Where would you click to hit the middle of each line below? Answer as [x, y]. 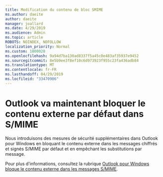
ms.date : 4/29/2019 [25, 28]
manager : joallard [24, 24]
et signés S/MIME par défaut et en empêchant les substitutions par [74, 149]
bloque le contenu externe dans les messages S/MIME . [62, 169]
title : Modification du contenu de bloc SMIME [54, 10]
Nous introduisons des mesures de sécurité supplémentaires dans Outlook [81, 138]
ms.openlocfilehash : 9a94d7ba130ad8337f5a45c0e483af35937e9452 [72, 56]
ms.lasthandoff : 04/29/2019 [34, 74]
